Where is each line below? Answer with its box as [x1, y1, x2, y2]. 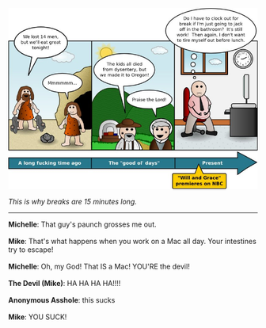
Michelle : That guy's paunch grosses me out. [8, 219, 157, 229]
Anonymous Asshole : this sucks [8, 295, 116, 304]
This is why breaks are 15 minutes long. [8, 196, 137, 206]
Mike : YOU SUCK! [8, 312, 67, 322]
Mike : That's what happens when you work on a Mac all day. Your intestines [8, 236, 257, 246]
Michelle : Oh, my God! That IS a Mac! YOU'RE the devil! [8, 261, 190, 271]
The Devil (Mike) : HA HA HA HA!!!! [8, 278, 121, 288]
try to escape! [8, 245, 54, 254]
